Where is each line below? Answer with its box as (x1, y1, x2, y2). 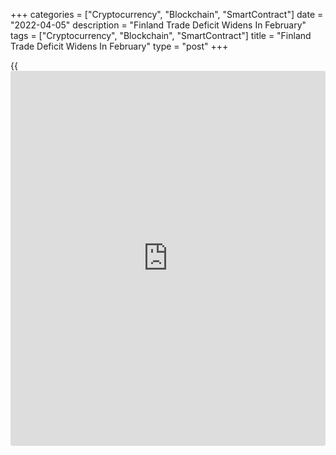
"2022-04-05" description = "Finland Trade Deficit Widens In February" (10, 19, 307, 31)
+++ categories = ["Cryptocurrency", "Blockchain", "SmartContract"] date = (10, 9, 324, 20)
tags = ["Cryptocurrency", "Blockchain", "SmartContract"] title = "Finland (10, 30, 312, 41)
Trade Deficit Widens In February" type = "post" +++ (10, 40, 229, 52)
